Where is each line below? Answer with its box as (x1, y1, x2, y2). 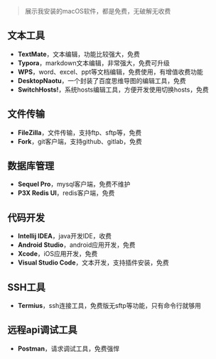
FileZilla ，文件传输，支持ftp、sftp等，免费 (17, 128, 142, 137)
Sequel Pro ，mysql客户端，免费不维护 (17, 180, 131, 189)
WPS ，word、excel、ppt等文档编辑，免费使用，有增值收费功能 (17, 67, 204, 76)
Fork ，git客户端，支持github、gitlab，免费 (17, 137, 142, 145)
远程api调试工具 (7, 324, 78, 336)
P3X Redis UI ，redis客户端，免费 (17, 189, 115, 197)
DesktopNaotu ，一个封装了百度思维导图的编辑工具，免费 (17, 76, 186, 84)
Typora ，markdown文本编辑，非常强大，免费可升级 (17, 58, 171, 67)
